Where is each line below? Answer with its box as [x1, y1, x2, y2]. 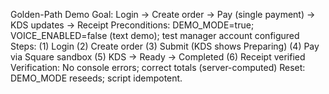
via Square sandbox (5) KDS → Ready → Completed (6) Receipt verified [10, 51, 306, 63]
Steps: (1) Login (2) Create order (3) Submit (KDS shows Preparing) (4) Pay [10, 40, 320, 52]
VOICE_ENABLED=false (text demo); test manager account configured [10, 30, 300, 41]
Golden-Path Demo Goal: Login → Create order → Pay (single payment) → [10, 9, 316, 20]
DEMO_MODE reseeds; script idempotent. [10, 72, 183, 84]
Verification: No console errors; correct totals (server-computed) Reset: [10, 62, 306, 73]
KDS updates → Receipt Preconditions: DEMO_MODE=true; [10, 19, 255, 31]
